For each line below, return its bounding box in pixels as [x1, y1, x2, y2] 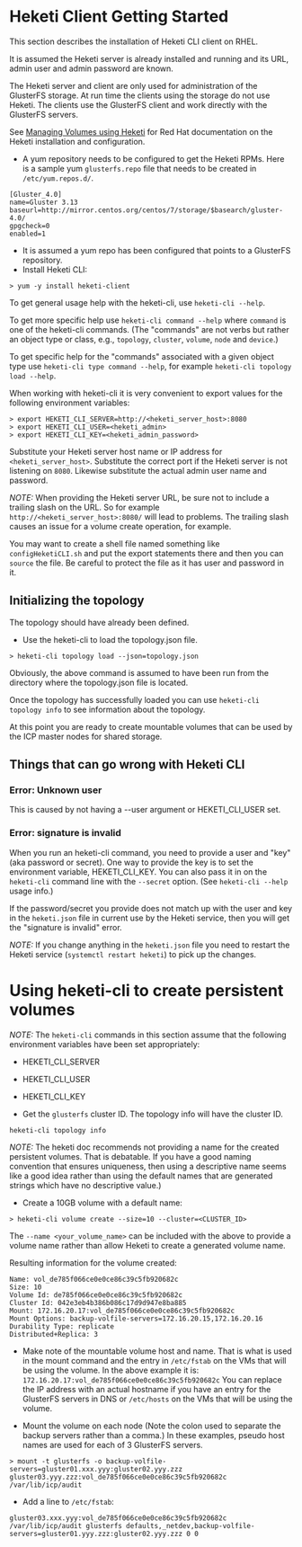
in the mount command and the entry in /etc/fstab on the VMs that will [22, 1355, 287, 1365]
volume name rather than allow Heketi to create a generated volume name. [9, 1240, 286, 1250]
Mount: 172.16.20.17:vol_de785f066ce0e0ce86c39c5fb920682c [9, 1306, 235, 1315]
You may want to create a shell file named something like [9, 538, 220, 549]
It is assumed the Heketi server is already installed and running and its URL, [9, 53, 289, 64]
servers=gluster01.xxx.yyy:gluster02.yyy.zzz [9, 1464, 182, 1473]
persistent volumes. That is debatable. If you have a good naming [9, 1151, 252, 1161]
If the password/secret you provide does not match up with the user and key [9, 902, 293, 913]
